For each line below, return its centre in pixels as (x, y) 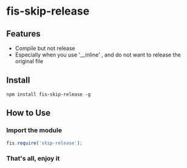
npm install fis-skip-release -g (49, 94)
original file (29, 61)
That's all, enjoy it (33, 158)
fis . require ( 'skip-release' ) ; (45, 143)
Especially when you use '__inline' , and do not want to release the (98, 55)
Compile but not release (45, 48)
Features (23, 34)
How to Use (29, 113)
